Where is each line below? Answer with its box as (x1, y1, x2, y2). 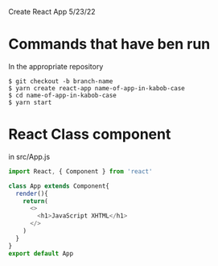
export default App (8, 249, 74, 257)
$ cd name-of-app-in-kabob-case (8, 91, 117, 99)
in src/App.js (8, 152, 51, 161)
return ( (23, 197, 48, 205)
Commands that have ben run (8, 35, 211, 53)
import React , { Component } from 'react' (8, 167, 153, 176)
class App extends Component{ (8, 181, 110, 190)
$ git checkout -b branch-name (8, 77, 113, 85)
